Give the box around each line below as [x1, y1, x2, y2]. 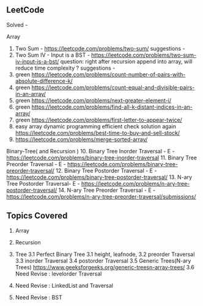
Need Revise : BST [15, 293, 62, 301]
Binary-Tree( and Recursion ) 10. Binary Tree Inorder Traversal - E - [6, 147, 175, 155]
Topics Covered [6, 211, 68, 221]
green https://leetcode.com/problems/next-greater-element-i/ [15, 97, 172, 104]
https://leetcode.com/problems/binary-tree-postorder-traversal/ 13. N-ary [6, 173, 193, 181]
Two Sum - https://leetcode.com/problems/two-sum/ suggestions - [15, 45, 185, 52]
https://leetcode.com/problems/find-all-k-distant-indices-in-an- [31, 103, 193, 111]
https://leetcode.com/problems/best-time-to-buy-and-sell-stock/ [15, 129, 180, 136]
